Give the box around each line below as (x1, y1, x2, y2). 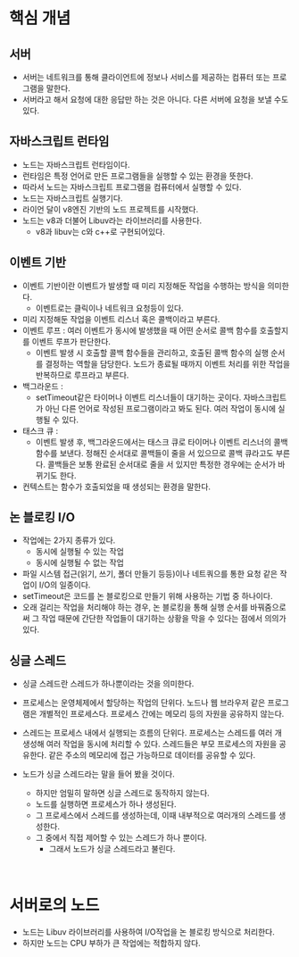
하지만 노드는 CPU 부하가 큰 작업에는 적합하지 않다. (21, 938, 201, 949)
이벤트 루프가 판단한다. (31, 336, 112, 346)
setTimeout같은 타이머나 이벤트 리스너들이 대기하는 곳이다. (35, 392, 242, 403)
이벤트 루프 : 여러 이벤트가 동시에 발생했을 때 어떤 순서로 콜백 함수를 (21, 325, 258, 336)
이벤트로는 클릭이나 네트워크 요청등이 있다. (35, 303, 185, 313)
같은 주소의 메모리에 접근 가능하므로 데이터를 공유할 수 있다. (48, 750, 256, 761)
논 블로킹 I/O (9, 510, 76, 525)
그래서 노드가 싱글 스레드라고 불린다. (48, 844, 176, 854)
